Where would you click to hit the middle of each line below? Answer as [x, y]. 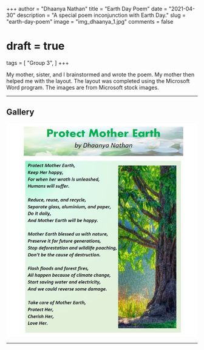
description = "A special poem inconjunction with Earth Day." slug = [101, 15]
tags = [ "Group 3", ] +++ [38, 62]
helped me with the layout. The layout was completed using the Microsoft [98, 81]
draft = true [36, 46]
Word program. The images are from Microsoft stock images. [83, 87]
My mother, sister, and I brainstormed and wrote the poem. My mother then [100, 74]
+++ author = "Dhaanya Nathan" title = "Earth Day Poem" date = [87, 9]
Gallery [20, 112]
